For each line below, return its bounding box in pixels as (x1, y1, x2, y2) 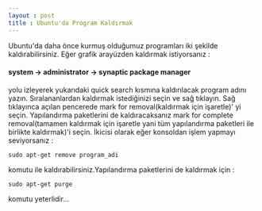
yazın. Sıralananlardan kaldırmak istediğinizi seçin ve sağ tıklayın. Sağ (8, 93, 236, 103)
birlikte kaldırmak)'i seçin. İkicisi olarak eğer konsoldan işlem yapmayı (8, 127, 236, 136)
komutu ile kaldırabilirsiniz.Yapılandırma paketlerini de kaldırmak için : (8, 164, 235, 175)
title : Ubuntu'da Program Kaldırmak (8, 19, 133, 27)
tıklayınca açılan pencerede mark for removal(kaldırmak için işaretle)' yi (8, 102, 241, 111)
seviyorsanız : (8, 136, 54, 145)
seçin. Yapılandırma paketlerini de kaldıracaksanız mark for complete (8, 110, 234, 120)
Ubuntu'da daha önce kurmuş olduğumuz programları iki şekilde (8, 40, 218, 50)
